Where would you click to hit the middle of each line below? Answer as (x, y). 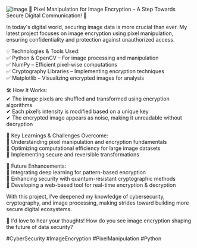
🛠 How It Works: (27, 90)
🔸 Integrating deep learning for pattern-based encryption (76, 172)
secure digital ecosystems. (39, 209)
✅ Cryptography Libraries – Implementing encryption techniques (85, 71)
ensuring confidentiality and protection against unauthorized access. (90, 40)
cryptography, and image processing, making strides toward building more (98, 203)
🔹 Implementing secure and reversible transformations (73, 154)
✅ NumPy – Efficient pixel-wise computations (62, 65)
